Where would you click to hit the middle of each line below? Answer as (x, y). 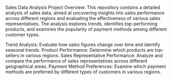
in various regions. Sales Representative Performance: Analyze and (91, 55)
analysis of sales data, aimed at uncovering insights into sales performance (85, 13)
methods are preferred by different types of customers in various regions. (83, 72)
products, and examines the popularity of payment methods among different (86, 29)
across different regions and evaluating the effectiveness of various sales (83, 18)
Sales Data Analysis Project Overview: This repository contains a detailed (83, 7)
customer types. (23, 35)
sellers (12, 55)
